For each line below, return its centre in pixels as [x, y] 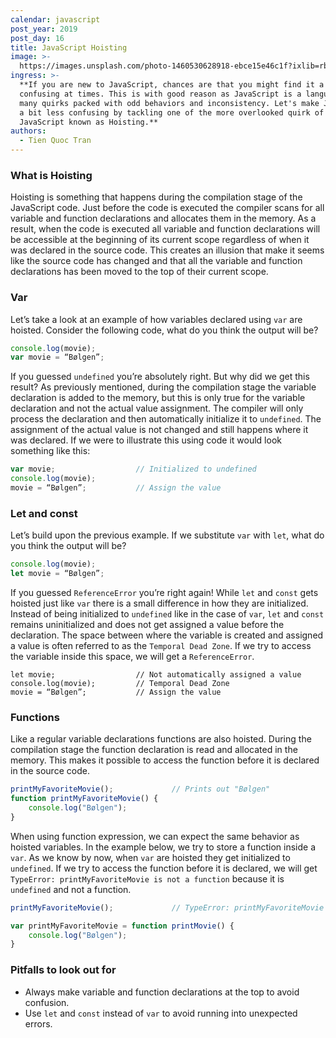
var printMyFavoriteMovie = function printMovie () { [122, 926]
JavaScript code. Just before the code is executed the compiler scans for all [167, 208]
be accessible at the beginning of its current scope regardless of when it [160, 240]
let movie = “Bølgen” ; [57, 574]
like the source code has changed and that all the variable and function [156, 261]
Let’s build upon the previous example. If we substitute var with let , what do [167, 535]
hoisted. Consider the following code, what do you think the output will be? [164, 330]
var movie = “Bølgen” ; [57, 357]
